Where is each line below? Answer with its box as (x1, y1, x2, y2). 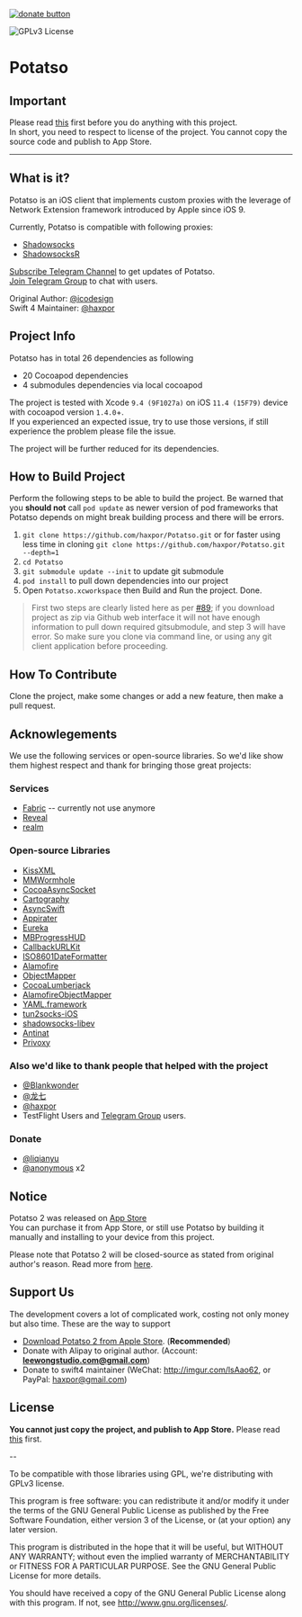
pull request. (9, 700, 56, 711)
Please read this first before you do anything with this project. (9, 117, 238, 128)
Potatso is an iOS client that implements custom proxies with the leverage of (9, 194, 291, 205)
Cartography (22, 894, 70, 904)
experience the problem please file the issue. (9, 426, 177, 436)
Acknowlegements (9, 726, 118, 741)
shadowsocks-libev (22, 1018, 95, 1029)
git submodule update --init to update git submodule (22, 566, 225, 577)
